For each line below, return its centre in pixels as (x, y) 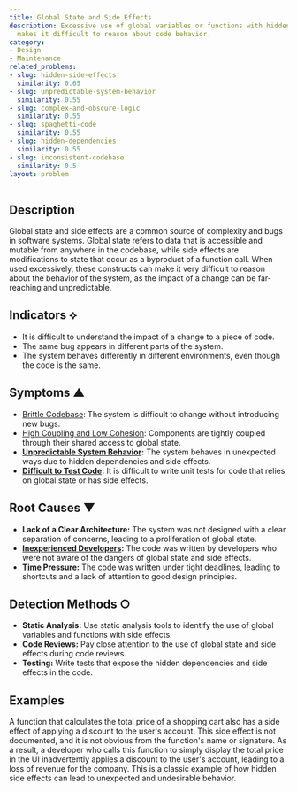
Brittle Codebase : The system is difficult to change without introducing (151, 414)
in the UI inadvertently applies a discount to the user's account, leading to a (147, 759)
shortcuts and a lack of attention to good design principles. (129, 576)
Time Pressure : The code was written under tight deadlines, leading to (151, 567)
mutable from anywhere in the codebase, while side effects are (124, 250)
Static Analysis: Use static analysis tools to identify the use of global (148, 625)
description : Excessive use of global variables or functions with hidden (150, 26)
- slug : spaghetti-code (53, 125)
